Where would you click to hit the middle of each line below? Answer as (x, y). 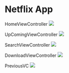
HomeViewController (26, 24)
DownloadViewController (30, 55)
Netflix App (29, 9)
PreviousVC (17, 66)
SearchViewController (27, 45)
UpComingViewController (31, 34)
